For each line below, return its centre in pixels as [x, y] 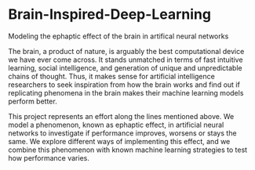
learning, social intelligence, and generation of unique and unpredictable [125, 67]
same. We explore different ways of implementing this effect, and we [119, 141]
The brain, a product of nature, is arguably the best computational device [126, 51]
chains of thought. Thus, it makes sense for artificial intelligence [112, 76]
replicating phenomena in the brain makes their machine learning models [126, 92]
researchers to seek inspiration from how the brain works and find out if [124, 85]
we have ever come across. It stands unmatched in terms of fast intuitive [126, 60]
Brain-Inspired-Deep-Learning [110, 14]
